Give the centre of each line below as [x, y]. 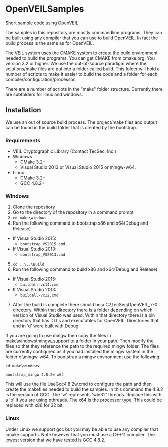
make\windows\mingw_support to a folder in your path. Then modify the [79, 341]
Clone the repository [34, 207]
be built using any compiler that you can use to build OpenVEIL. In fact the [82, 38]
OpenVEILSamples [45, 9]
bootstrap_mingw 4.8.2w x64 [35, 375]
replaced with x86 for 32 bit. [35, 405]
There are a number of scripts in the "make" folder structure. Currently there [84, 89]
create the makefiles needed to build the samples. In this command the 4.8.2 [84, 389]
